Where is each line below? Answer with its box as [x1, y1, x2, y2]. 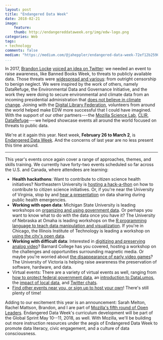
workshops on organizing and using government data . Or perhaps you [12, 208, 153, 213]
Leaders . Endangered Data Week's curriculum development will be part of [5, 310, 153, 316]
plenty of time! [12, 290, 41, 296]
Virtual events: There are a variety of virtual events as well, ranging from [12, 269, 157, 275]
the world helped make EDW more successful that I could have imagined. [5, 107, 151, 113]
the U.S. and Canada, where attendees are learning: [5, 167, 109, 173]
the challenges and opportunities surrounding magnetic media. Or [12, 249, 144, 255]
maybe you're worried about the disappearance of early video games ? [12, 254, 153, 260]
